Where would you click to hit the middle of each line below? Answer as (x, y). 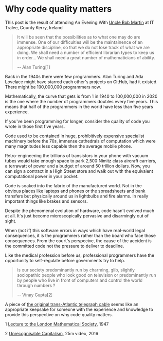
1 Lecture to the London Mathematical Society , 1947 (57, 324)
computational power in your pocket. (42, 176)
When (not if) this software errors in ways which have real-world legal (75, 230)
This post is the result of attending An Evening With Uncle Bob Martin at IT (80, 22)
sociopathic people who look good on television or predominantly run (87, 275)
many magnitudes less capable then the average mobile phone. (69, 146)
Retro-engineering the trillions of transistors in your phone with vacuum (77, 155)
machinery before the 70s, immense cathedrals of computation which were (80, 141)
